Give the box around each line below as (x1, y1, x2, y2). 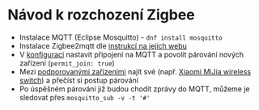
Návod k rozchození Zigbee (7, 6, 195, 24)
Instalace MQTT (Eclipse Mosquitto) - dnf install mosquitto (19, 32, 223, 42)
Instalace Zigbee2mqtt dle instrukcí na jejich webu (19, 40, 188, 50)
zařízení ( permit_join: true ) (19, 58, 115, 68)
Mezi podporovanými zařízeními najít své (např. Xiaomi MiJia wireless (19, 66, 252, 76)
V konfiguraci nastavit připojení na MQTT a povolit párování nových (19, 49, 244, 59)
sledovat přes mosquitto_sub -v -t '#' (19, 92, 151, 102)
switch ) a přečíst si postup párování (19, 75, 139, 85)
